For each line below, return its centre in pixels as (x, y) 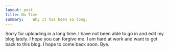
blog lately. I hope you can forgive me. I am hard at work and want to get (81, 39)
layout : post (19, 10)
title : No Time (21, 15)
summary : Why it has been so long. (46, 19)
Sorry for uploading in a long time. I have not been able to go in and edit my (85, 34)
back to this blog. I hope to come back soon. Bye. (57, 44)
